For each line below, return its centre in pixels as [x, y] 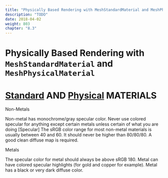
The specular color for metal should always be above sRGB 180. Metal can [82, 159]
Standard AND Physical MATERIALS [81, 95]
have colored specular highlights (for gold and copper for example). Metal [81, 165]
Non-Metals [17, 109]
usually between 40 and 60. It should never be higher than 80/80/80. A [78, 135]
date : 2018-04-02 [23, 19]
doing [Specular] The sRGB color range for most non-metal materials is [78, 129]
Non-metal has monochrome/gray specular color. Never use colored [75, 119]
